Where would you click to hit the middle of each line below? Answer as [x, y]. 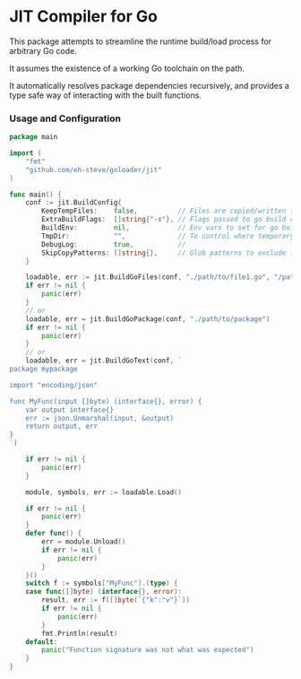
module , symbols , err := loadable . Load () [103, 492]
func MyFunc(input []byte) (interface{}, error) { [106, 401]
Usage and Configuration [65, 118]
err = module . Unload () [84, 542]
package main [34, 137]
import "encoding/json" [54, 385]
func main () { [36, 195]
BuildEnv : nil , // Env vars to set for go [160, 228]
